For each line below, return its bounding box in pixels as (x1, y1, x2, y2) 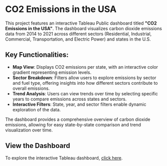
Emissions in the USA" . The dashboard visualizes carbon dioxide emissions (5, 25, 162, 31)
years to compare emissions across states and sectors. (12, 96, 127, 102)
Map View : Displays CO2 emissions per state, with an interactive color (12, 64, 158, 70)
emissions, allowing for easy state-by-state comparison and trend (5, 121, 141, 127)
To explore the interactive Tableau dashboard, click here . (5, 154, 123, 161)
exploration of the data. (12, 106, 61, 112)
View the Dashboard (5, 141, 70, 150)
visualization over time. (5, 127, 53, 133)
